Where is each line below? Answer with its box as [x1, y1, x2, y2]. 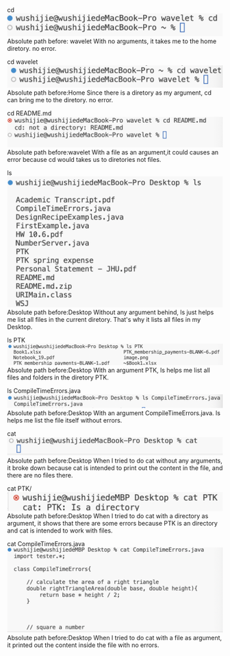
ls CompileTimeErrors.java [7, 386, 81, 395]
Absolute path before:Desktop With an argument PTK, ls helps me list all [7, 366, 210, 374]
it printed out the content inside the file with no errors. [7, 641, 159, 649]
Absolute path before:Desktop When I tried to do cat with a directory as [7, 512, 209, 520]
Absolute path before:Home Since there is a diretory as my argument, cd [7, 89, 212, 97]
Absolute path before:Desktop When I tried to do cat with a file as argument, [7, 634, 222, 642]
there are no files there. [7, 471, 73, 480]
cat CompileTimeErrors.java [7, 540, 86, 548]
